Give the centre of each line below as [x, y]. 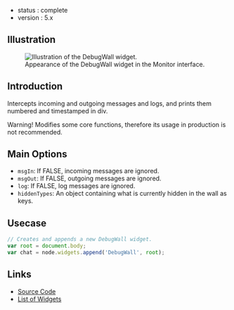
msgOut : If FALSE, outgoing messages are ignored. [89, 178]
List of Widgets [39, 299]
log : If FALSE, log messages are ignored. [76, 186]
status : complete [43, 10]
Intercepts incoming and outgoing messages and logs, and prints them [110, 103]
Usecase [27, 223]
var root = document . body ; [47, 246]
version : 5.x [35, 18]
